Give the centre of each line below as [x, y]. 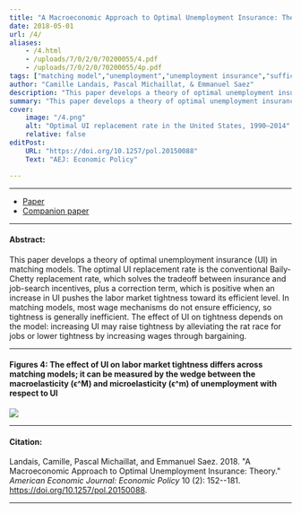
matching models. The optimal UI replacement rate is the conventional [139, 269]
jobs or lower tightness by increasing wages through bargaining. [128, 335]
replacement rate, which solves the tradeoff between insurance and [161, 278]
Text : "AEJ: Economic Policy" [82, 159]
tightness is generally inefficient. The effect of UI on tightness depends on [146, 317]
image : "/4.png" [56, 117]
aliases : [26, 43]
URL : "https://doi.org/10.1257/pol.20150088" [112, 151]
